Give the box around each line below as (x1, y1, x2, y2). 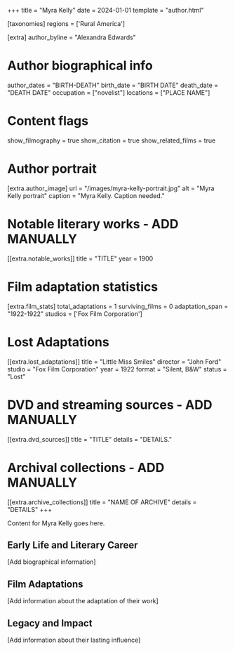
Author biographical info (7, 58, 153, 74)
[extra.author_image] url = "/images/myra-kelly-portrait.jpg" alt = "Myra (7, 184, 215, 192)
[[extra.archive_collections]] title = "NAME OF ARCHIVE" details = (7, 498, 197, 506)
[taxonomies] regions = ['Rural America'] (7, 20, 125, 27)
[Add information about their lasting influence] (7, 636, 141, 644)
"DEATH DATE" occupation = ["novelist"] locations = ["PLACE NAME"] (7, 88, 210, 97)
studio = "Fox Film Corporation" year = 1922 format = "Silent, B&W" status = (7, 364, 227, 373)
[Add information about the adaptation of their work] (7, 597, 159, 605)
